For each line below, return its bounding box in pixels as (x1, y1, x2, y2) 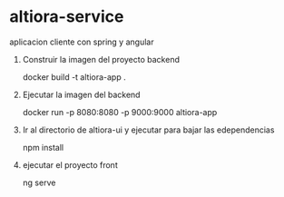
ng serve (22, 177, 56, 188)
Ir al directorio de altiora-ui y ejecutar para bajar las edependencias (22, 124, 275, 135)
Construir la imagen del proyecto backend (22, 54, 180, 64)
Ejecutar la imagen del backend (22, 89, 141, 100)
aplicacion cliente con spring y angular (9, 36, 154, 47)
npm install (22, 142, 64, 153)
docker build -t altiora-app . (22, 71, 126, 83)
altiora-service (9, 6, 124, 27)
